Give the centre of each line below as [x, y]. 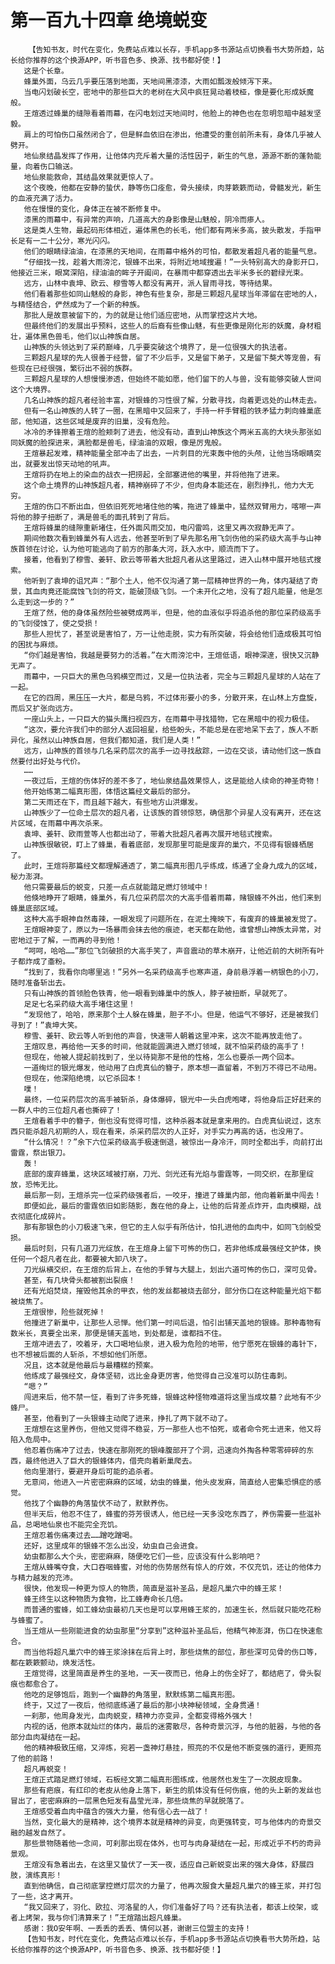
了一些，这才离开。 [44, 1896]
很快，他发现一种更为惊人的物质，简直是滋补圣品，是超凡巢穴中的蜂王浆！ [154, 1588]
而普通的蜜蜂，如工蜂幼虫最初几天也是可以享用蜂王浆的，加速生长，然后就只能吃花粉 [172, 1609]
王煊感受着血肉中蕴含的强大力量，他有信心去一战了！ [116, 1811]
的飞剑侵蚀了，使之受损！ [55, 623]
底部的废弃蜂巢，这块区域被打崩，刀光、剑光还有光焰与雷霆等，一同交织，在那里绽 [169, 1174]
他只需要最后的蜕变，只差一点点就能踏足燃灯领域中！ [116, 887]
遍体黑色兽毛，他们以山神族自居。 [84, 336]
